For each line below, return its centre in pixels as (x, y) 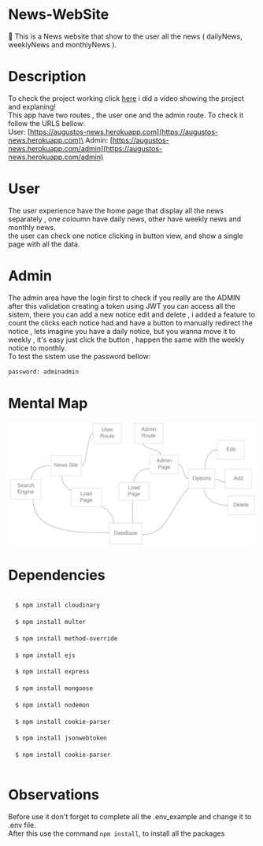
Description (47, 77)
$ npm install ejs (46, 655)
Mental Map (48, 403)
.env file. (22, 825)
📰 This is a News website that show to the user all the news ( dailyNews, (125, 36)
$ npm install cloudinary (58, 605)
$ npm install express (52, 672)
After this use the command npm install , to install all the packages (117, 833)
